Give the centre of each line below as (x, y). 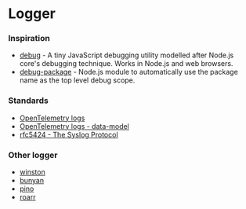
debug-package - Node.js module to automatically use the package (129, 72)
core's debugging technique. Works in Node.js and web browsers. (126, 64)
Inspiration (29, 38)
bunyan (32, 181)
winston (32, 172)
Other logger (33, 155)
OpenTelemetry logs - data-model (74, 126)
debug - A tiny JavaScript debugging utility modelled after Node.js (127, 55)
